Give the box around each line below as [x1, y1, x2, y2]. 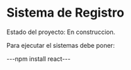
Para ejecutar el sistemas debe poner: [6, 41, 115, 49]
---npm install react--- [6, 54, 71, 63]
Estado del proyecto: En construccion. [6, 28, 116, 36]
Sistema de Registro [6, 5, 125, 21]
